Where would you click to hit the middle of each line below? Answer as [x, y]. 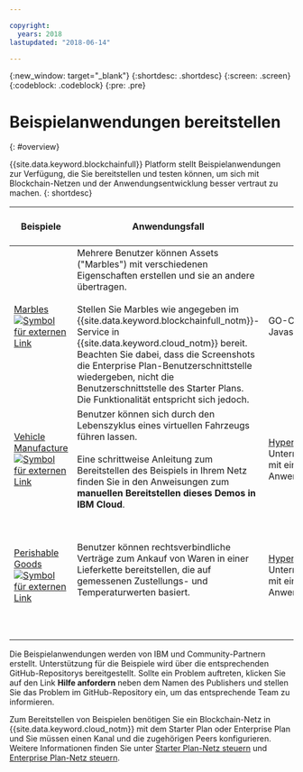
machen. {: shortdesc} [51, 193]
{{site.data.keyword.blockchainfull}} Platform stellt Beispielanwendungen [145, 164]
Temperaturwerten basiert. [133, 593]
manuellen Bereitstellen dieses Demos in [166, 493]
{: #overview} [35, 147]
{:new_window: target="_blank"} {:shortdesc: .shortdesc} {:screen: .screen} [150, 76]
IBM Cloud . [101, 504]
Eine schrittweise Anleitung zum [145, 459]
